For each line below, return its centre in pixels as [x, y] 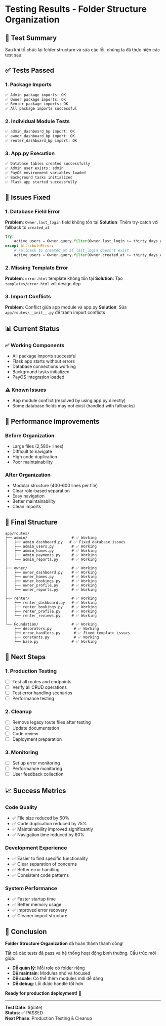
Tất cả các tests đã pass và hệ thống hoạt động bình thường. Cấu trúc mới [81, 953]
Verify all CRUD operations [40, 687]
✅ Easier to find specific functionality [50, 858]
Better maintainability [34, 501]
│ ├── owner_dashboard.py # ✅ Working [51, 573]
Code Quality [21, 807]
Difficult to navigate [32, 451]
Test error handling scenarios [42, 693]
